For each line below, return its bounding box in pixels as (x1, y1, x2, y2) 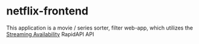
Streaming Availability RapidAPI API (6, 30, 94, 37)
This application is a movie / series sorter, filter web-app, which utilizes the (6, 24, 194, 31)
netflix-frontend (6, 4, 89, 18)
